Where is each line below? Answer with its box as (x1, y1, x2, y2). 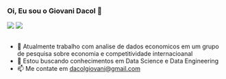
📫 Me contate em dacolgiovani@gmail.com (16, 64, 140, 72)
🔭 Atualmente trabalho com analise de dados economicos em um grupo (16, 42, 219, 50)
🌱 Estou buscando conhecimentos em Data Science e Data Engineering (16, 57, 219, 65)
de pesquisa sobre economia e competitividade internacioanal (16, 49, 193, 57)
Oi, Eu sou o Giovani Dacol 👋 (7, 6, 103, 16)
